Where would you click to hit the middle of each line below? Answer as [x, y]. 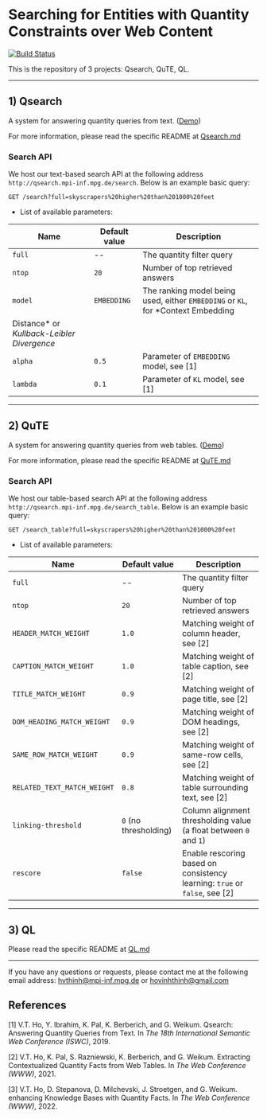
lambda [25, 384]
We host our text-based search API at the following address [106, 174]
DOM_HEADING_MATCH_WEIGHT [61, 722]
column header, [211, 634]
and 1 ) [193, 840]
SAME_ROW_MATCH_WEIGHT [55, 755]
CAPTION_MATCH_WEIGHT [53, 667]
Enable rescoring [213, 853]
